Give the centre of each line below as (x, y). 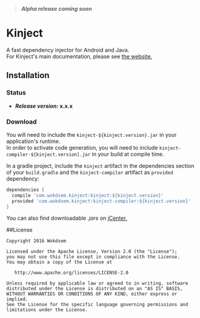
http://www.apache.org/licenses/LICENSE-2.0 (72, 273)
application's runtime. (33, 141)
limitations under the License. (47, 310)
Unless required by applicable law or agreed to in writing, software (97, 283)
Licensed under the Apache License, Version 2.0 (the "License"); (92, 252)
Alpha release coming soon (56, 9)
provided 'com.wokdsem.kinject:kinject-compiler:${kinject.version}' (101, 201)
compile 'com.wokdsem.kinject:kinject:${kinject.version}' (88, 195)
